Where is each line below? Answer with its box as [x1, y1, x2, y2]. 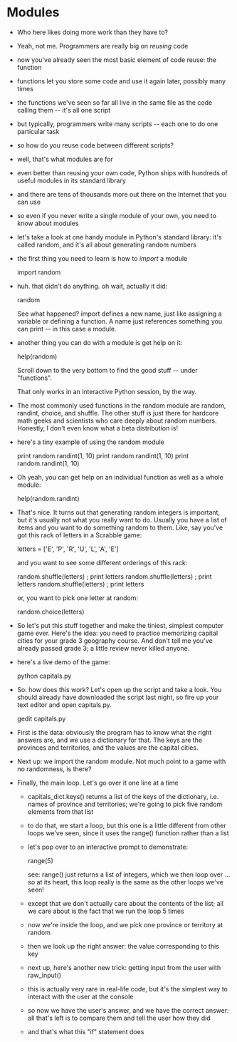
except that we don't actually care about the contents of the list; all [27, 899, 223, 907]
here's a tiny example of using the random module [16, 438, 165, 446]
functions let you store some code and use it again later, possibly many [16, 76, 226, 86]
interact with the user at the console [27, 992, 134, 1001]
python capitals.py [16, 671, 72, 680]
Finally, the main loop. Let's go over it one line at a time [16, 778, 179, 787]
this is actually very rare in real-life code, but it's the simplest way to [27, 984, 228, 993]
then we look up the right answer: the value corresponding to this [27, 942, 220, 950]
